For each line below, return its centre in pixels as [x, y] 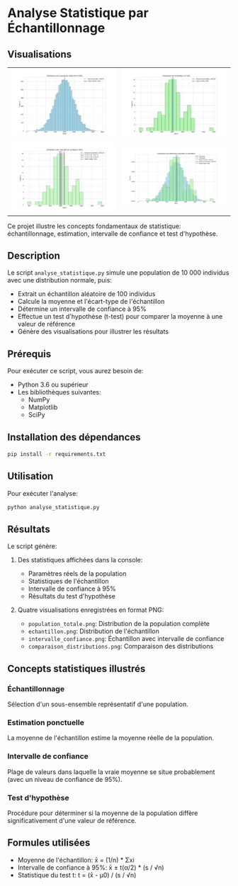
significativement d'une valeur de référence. [72, 820]
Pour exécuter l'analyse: [42, 493]
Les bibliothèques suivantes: [59, 392]
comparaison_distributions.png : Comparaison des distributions [121, 647]
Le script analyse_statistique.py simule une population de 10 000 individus [118, 273]
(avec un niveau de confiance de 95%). [65, 779]
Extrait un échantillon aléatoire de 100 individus [86, 294]
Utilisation [30, 476]
